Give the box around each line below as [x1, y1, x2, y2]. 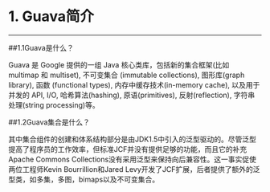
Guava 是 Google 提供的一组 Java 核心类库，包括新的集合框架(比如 [8, 59, 230, 69]
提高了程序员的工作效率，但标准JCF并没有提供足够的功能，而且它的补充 [8, 144, 247, 153]
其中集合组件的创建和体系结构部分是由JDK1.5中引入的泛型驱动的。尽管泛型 [8, 134, 257, 144]
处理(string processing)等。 [8, 100, 100, 109]
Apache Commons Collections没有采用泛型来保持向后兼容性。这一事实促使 [8, 154, 257, 164]
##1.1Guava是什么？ [8, 43, 74, 52]
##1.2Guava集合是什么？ [8, 117, 91, 127]
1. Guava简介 [8, 7, 95, 26]
